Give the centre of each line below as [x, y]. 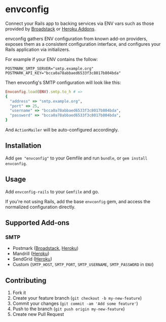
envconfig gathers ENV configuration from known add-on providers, [76, 39]
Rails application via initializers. [38, 49]
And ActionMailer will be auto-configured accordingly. [62, 130]
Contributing [26, 280]
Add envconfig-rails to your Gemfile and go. [52, 191]
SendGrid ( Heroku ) [32, 259]
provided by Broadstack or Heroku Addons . [51, 28]
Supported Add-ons [37, 223]
